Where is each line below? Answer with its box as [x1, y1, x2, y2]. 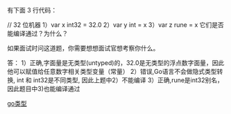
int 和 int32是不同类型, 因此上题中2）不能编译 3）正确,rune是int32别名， [16, 76, 224, 84]
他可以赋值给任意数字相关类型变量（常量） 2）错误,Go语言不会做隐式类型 [7, 68, 217, 75]
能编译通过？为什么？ [7, 30, 68, 37]
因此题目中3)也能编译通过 [7, 85, 80, 93]
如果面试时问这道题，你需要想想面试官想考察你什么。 [7, 44, 160, 52]
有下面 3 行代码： [7, 6, 58, 14]
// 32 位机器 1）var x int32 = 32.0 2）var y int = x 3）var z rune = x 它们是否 [7, 21, 224, 29]
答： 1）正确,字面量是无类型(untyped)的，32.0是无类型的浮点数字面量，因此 [7, 59, 225, 67]
